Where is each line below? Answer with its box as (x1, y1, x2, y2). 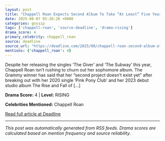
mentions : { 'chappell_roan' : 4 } (5, 48, 71, 53)
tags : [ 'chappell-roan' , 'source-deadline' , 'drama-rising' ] (5, 25, 133, 30)
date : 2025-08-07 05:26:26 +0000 (5, 16, 74, 21)
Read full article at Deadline (5, 111, 61, 117)
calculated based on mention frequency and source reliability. (5, 130, 131, 136)
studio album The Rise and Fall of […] (5, 82, 81, 88)
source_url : (5, 44, 29, 48)
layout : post (5, 7, 32, 12)
